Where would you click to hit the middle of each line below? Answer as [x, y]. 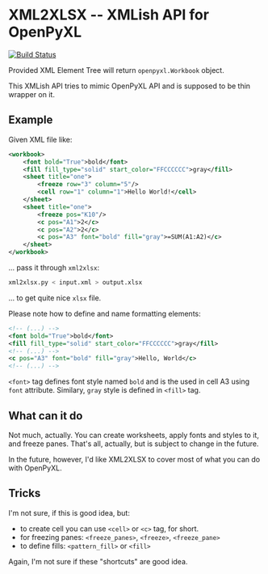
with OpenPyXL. [35, 468]
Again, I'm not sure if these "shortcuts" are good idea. [98, 561]
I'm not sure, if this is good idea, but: [69, 512]
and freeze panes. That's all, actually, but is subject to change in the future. [134, 444]
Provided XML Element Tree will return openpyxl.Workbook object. [116, 70]
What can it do [46, 416]
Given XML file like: [40, 139]
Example [31, 120]
